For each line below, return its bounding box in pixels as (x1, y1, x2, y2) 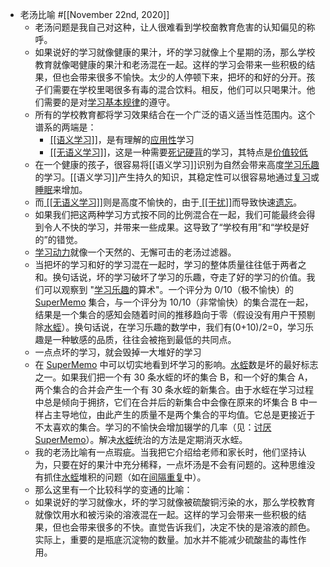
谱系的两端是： (34, 121, 97, 133)
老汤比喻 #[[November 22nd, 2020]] (19, 9, 170, 20)
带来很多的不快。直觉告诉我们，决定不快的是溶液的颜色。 (78, 521, 316, 533)
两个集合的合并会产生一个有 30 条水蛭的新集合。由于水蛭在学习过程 (34, 384, 314, 395)
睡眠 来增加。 (34, 184, 88, 195)
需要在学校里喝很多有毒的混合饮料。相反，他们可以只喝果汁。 (52, 84, 307, 95)
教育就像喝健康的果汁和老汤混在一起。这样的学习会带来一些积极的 (34, 59, 307, 70)
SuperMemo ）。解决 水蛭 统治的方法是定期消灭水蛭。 (34, 434, 248, 445)
